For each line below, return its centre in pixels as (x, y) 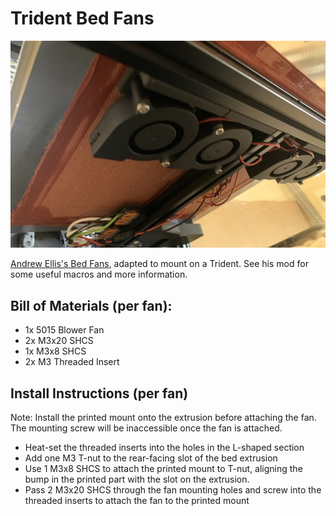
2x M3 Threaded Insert (72, 362)
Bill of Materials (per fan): (91, 305)
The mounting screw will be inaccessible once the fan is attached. (146, 428)
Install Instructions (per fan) (99, 393)
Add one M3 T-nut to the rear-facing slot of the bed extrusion (151, 458)
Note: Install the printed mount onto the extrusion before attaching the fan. (163, 417)
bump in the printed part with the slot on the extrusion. (137, 479)
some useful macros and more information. (99, 274)
